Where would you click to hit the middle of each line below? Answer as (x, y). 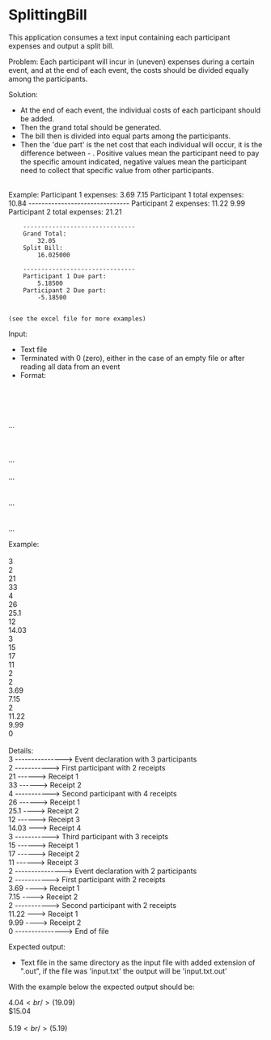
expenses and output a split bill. (61, 45)
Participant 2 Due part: (65, 290)
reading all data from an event (70, 367)
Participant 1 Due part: (65, 276)
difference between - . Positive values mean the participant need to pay (140, 153)
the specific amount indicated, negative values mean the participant (133, 161)
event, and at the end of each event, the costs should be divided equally (129, 70)
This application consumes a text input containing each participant (119, 37)
